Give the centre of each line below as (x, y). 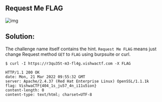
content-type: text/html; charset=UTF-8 (49, 94)
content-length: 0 (25, 90)
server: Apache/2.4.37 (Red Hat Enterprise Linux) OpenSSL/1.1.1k (77, 81)
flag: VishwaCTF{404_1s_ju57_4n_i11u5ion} (51, 86)
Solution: (20, 37)
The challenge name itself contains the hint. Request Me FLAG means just (81, 49)
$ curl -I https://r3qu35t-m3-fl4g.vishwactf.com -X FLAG (68, 63)
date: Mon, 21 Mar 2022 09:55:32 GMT (45, 77)
